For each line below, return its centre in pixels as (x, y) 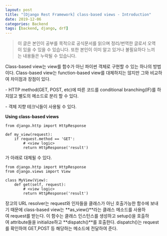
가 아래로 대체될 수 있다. (29, 158)
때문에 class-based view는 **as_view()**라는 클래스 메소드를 (71, 210)
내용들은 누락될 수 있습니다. (50, 56)
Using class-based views (32, 117)
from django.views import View (38, 172)
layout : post (19, 10)
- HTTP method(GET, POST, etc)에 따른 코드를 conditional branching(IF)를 (81, 90)
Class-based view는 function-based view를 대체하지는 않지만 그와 (82, 73)
